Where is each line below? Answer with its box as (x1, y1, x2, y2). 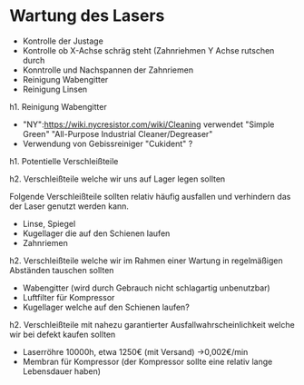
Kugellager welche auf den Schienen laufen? (22, 301, 191, 312)
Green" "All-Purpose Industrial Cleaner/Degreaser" (22, 128, 213, 139)
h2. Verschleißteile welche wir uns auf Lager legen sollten (9, 173, 226, 184)
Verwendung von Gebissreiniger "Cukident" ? (22, 138, 193, 149)
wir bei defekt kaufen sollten (9, 329, 116, 340)
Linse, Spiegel (22, 218, 76, 229)
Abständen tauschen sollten (9, 264, 114, 275)
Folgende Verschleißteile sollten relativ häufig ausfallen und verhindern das (9, 191, 291, 202)
